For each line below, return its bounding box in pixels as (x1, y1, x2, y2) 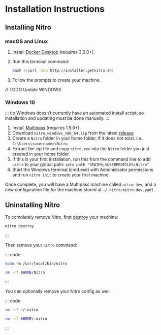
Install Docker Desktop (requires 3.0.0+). (12, 49, 95, 55)
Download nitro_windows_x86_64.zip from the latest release (12, 130, 134, 136)
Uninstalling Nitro (5, 201, 60, 209)
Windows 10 (5, 99, 35, 105)
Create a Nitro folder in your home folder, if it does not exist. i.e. (12, 135, 143, 141)
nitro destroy (5, 223, 34, 229)
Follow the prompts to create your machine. (12, 77, 101, 83)
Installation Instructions (5, 3, 105, 15)
